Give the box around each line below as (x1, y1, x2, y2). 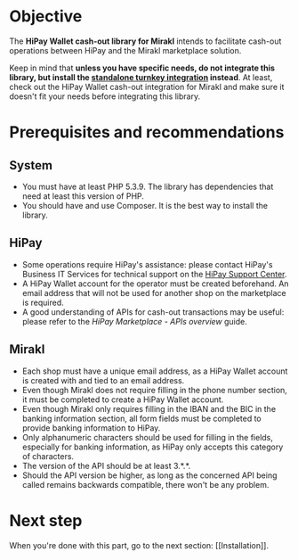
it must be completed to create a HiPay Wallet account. (21, 394, 224, 405)
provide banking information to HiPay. (21, 422, 161, 433)
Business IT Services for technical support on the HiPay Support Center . (21, 268, 287, 279)
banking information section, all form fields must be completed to (21, 413, 262, 424)
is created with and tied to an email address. (21, 375, 185, 385)
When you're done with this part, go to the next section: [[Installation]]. (9, 539, 270, 550)
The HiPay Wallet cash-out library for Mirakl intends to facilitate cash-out (9, 36, 282, 46)
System (9, 158, 53, 173)
